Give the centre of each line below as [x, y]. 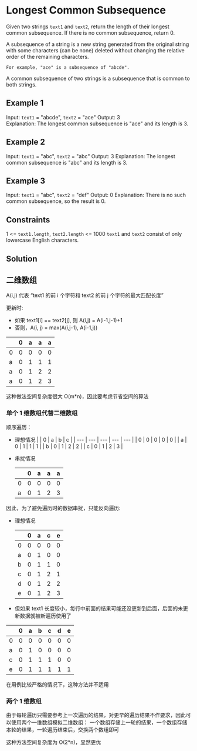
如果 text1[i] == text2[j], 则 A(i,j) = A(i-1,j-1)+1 [69, 321]
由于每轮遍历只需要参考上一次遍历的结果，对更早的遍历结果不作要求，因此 [96, 715]
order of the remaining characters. [47, 56]
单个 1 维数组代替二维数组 [42, 413]
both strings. [21, 84]
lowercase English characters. [43, 240]
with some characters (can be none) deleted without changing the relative [95, 50]
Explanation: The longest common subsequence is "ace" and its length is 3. [97, 124]
